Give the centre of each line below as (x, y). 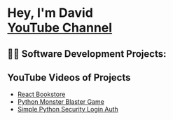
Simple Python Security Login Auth (68, 109)
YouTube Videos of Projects (69, 78)
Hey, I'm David (50, 13)
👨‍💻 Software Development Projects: (87, 54)
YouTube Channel (60, 28)
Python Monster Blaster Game (61, 102)
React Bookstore (41, 94)
